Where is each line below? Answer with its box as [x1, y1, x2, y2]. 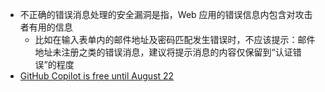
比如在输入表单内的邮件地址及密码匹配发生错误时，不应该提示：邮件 [34, 34, 316, 45]
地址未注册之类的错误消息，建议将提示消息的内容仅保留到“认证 [34, 46, 293, 58]
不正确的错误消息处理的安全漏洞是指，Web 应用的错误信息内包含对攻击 [19, 9, 313, 20]
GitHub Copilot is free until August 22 [19, 70, 175, 82]
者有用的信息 [19, 21, 73, 33]
